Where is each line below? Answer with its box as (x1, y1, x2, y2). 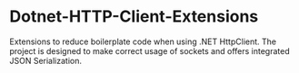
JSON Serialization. (9, 55, 83, 66)
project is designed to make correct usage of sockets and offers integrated (9, 45, 290, 56)
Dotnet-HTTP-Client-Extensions (9, 6, 259, 27)
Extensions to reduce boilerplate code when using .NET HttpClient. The (9, 36, 277, 47)
